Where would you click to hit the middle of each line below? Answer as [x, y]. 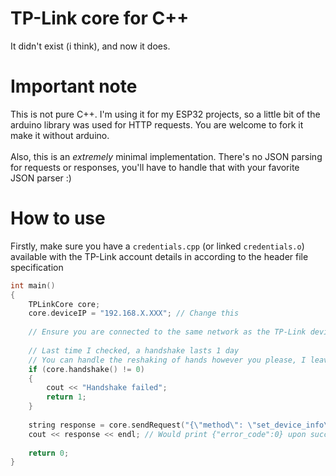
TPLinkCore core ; [64, 304]
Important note [74, 86]
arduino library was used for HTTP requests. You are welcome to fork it [157, 124]
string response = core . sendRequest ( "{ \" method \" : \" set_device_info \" [180, 425]
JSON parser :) [41, 178]
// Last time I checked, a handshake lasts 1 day [134, 350]
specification [37, 267]
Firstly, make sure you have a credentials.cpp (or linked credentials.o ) [157, 246]
